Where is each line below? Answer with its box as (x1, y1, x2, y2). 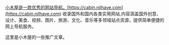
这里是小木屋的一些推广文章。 (5, 34, 67, 40)
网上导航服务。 (5, 23, 36, 29)
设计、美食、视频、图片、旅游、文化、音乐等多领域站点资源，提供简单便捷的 (5, 17, 164, 23)
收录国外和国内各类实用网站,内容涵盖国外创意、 (62, 11, 161, 17)
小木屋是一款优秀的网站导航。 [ (5, 5, 69, 10)
